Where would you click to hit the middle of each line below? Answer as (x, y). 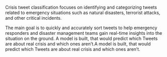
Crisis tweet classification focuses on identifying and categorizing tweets (81, 7)
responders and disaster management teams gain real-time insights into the (84, 33)
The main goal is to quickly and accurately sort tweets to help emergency (81, 28)
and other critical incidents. (33, 18)
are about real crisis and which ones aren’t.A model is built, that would (78, 44)
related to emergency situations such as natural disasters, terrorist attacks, (83, 13)
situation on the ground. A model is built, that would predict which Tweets (81, 38)
